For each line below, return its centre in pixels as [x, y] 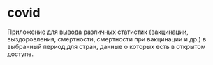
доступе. [20, 54]
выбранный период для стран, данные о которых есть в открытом [106, 46]
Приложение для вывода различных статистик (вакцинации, [98, 32]
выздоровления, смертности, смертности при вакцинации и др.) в [107, 39]
